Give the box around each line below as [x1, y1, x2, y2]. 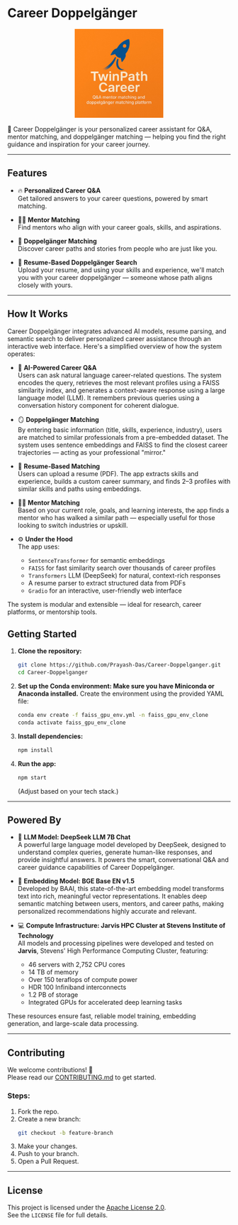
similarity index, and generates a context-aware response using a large [17, 386, 225, 394]
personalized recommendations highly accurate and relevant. [17, 907, 197, 916]
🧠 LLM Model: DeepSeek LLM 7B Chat [17, 833, 131, 841]
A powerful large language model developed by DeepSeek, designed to [17, 841, 227, 849]
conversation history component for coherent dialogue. [17, 401, 179, 409]
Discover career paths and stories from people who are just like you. [17, 244, 217, 253]
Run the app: [17, 759, 57, 768]
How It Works [7, 308, 69, 320]
